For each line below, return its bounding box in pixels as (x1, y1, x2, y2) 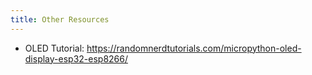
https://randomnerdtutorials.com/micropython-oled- (86, 42, 302, 54)
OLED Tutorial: (24, 42, 85, 54)
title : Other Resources (10, 14, 110, 25)
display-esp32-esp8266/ (24, 52, 129, 65)
